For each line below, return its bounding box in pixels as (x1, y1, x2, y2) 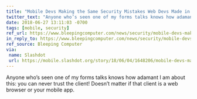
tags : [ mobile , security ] (6, 25, 69, 31)
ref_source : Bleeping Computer (6, 42, 83, 47)
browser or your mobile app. (6, 86, 75, 93)
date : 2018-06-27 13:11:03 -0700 (6, 19, 88, 25)
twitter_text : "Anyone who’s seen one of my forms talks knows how (6, 14, 175, 20)
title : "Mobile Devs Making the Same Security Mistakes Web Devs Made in (6, 8, 191, 15)
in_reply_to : (6, 36, 38, 42)
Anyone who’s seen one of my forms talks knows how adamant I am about (6, 74, 186, 81)
